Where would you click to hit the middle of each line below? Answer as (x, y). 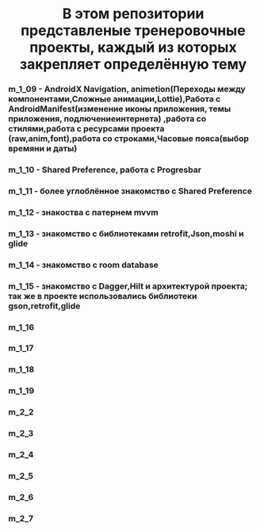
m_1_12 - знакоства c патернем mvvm (83, 212)
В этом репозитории (133, 14)
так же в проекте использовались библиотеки (103, 296)
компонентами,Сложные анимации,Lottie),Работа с (115, 99)
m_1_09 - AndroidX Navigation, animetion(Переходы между (127, 90)
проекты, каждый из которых (133, 48)
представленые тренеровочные (133, 31)
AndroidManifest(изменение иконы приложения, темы (120, 109)
